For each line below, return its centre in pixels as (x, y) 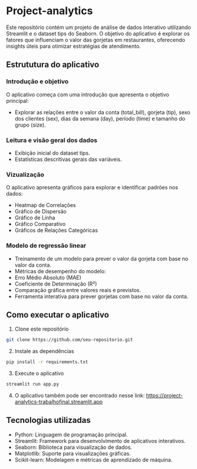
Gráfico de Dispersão (40, 212)
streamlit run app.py (33, 384)
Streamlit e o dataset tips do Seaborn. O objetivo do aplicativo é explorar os (98, 33)
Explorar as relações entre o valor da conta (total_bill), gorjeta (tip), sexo (102, 112)
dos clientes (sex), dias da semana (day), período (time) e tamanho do (100, 118)
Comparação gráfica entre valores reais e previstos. (78, 290)
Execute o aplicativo (39, 373)
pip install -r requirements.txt (47, 362)
